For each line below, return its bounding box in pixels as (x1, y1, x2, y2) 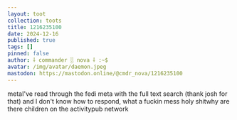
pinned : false (7, 50, 50, 58)
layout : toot (7, 10, 46, 18)
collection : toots (7, 17, 62, 24)
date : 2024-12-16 (7, 30, 59, 38)
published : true (7, 37, 56, 44)
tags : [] (7, 43, 33, 50)
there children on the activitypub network (7, 104, 129, 113)
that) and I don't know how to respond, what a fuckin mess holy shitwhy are (7, 97, 230, 105)
